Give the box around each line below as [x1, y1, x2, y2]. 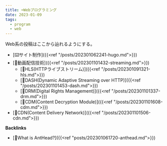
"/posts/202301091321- [101, 66, 151, 72]
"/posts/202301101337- [111, 88, 161, 94]
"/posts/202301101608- [113, 99, 163, 105]
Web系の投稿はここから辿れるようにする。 [5, 41, 95, 47]
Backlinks [5, 125, 27, 131]
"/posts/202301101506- [101, 110, 151, 116]
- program [10, 21, 30, 27]
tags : [5, 17, 17, 22]
